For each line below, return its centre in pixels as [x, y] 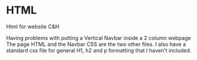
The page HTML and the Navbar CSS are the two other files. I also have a [96, 44]
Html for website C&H [33, 26]
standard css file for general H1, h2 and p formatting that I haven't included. [99, 50]
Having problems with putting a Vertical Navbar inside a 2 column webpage [99, 38]
